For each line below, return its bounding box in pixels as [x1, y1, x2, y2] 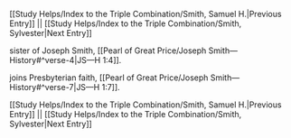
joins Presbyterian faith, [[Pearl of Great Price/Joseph [9, 72, 209, 83]
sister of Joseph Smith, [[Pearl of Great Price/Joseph [9, 45, 207, 56]
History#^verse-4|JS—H [9, 55, 101, 65]
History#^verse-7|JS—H [9, 82, 100, 92]
